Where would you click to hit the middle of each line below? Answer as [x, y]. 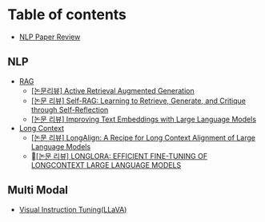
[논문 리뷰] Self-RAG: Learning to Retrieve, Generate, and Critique [138, 101]
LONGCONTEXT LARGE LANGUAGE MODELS [106, 165]
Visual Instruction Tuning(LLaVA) [73, 209]
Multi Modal [38, 190]
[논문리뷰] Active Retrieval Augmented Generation [112, 90]
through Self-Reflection [70, 109]
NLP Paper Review [50, 37]
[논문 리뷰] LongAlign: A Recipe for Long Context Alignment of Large [143, 137]
